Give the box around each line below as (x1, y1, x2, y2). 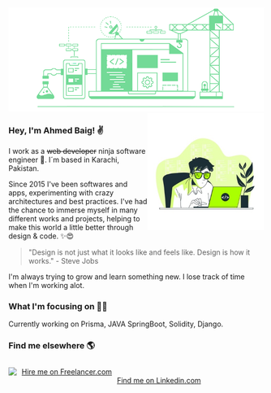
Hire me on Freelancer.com (21, 366, 112, 377)
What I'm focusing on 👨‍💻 (8, 300, 108, 312)
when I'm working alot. (8, 281, 85, 290)
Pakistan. (8, 164, 40, 173)
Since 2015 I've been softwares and (8, 179, 128, 190)
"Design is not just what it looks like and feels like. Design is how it (28, 247, 251, 257)
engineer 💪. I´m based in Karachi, (8, 155, 120, 165)
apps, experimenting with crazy (8, 188, 114, 198)
